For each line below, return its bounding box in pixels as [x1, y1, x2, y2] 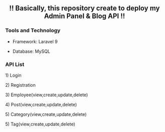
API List [5, 60, 25, 68]
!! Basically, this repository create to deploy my [9, 4, 160, 13]
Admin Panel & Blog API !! [44, 12, 125, 21]
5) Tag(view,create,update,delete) [5, 121, 75, 127]
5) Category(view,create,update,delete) [5, 111, 87, 117]
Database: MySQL [12, 48, 50, 54]
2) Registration [5, 82, 36, 88]
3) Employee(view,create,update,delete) [5, 92, 88, 98]
